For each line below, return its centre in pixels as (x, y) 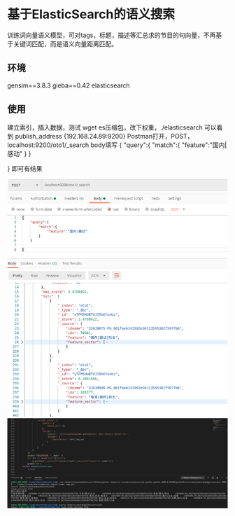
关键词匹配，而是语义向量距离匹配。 (65, 43)
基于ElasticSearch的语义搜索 (91, 14)
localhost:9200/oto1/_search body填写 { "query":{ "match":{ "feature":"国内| (117, 145)
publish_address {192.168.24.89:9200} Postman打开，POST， (104, 136)
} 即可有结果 (25, 168)
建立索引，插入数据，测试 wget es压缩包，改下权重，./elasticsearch (105, 127)
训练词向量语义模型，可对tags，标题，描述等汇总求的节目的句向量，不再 (112, 35)
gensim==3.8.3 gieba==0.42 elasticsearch (69, 85)
